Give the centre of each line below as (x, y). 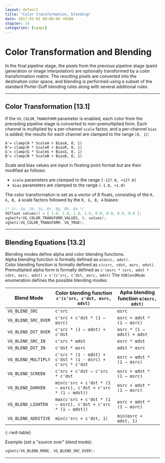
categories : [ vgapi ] (26, 28)
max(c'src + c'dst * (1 (83, 400)
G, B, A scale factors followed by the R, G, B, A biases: (62, 200)
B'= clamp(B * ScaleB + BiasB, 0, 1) (44, 156)
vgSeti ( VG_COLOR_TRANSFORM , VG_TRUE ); (45, 222)
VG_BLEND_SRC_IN (27, 341)
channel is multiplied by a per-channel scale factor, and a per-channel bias (81, 129)
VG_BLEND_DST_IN (27, 348)
